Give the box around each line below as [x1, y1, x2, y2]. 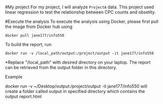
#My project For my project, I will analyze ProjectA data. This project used [5, 4, 154, 10]
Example [5, 74, 23, 79]
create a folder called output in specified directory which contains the [5, 89, 145, 94]
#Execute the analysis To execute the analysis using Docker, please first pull [5, 19, 159, 24]
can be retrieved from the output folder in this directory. [5, 65, 117, 70]
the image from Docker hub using [5, 24, 73, 30]
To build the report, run [5, 42, 52, 47]
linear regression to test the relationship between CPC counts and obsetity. [5, 9, 156, 15]
